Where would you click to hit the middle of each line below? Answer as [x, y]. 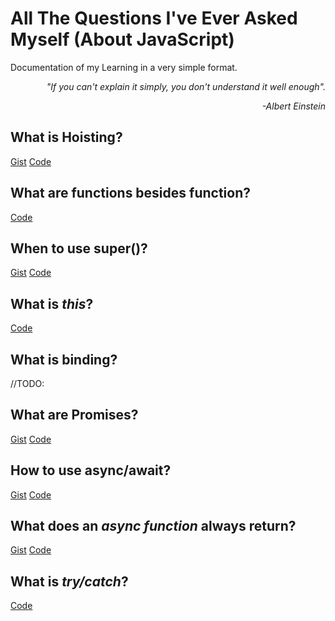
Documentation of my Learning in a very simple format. [124, 67]
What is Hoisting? [66, 137]
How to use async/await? [91, 470]
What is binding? [64, 359]
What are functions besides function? [130, 193]
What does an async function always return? [153, 526]
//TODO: [27, 383]
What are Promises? [74, 415]
